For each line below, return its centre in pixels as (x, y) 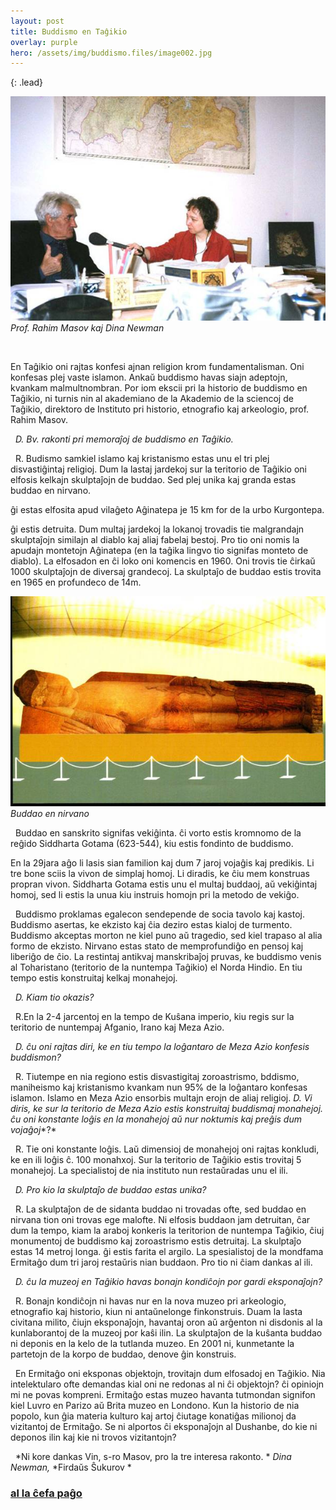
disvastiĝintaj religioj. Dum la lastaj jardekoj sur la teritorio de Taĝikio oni (158, 469)
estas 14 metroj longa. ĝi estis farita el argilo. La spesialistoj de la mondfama (167, 1252)
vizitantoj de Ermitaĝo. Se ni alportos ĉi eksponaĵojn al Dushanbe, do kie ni (164, 1427)
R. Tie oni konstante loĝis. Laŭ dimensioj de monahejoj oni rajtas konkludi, (167, 1149)
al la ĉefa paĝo (46, 1493)
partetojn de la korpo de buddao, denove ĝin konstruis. (123, 1354)
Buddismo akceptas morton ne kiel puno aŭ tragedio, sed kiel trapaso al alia (166, 936)
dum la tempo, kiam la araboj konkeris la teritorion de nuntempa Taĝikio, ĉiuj (167, 1231)
